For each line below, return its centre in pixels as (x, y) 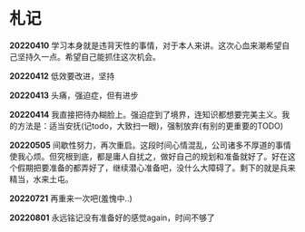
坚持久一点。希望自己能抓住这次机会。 (89, 56)
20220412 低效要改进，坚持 (62, 76)
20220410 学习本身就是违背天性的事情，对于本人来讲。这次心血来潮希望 (146, 45)
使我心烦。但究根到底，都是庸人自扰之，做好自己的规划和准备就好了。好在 (148, 156)
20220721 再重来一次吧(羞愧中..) (71, 198)
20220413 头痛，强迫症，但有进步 (74, 95)
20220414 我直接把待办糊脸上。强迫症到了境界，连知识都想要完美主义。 (146, 114)
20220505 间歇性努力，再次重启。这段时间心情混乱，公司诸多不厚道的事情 (151, 145)
